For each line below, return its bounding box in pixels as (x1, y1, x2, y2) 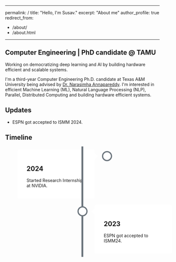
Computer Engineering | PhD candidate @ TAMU (5, 49, 156, 57)
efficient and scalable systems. (5, 67, 68, 73)
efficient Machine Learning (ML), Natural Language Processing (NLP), (5, 86, 146, 92)
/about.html (12, 30, 36, 35)
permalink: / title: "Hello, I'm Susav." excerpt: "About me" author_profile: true (5, 10, 159, 15)
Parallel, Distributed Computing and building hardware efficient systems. (5, 92, 151, 98)
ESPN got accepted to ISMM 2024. (12, 119, 83, 125)
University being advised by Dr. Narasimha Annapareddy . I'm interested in (5, 81, 154, 87)
